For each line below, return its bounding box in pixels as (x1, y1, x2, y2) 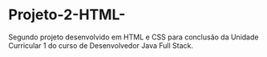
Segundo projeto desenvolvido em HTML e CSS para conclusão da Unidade (8, 32, 259, 42)
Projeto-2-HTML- (8, 6, 126, 24)
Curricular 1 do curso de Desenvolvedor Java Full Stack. (8, 40, 194, 50)
